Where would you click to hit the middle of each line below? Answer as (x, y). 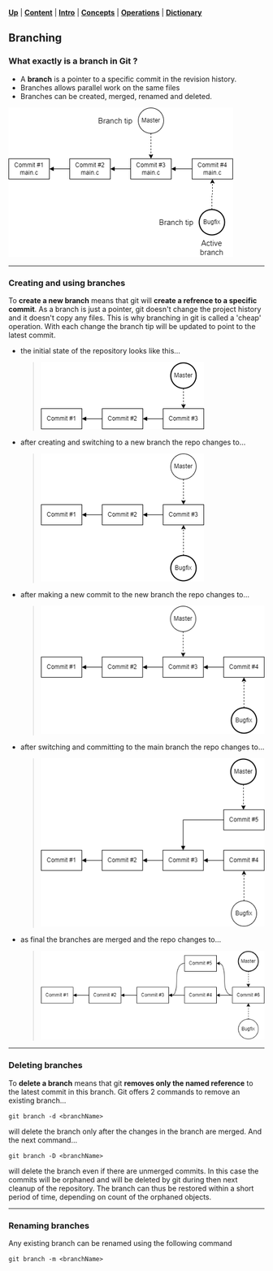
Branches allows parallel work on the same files (100, 87)
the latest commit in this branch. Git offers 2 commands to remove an (124, 1091)
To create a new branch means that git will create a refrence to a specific (133, 300)
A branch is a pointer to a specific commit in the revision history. (128, 79)
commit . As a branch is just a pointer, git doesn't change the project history (135, 309)
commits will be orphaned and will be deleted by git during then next (123, 1179)
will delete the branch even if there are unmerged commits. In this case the (134, 1171)
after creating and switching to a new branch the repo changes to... (133, 442)
